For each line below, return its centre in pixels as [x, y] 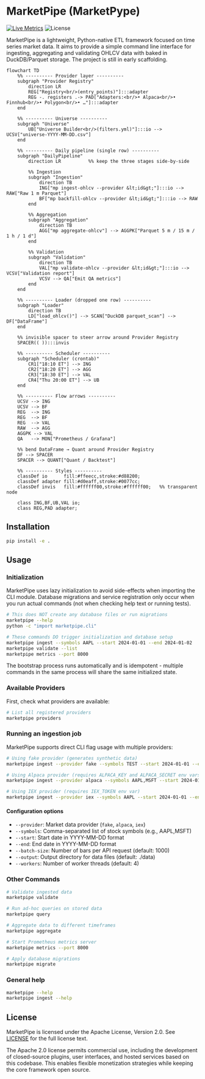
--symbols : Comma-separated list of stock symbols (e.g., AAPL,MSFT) [103, 831]
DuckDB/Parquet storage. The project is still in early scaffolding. [87, 59]
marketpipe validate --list [42, 648]
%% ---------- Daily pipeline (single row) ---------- [88, 151]
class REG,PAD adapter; [48, 508]
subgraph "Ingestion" [56, 177]
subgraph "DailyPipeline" [50, 156]
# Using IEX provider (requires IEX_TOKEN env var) [73, 792]
